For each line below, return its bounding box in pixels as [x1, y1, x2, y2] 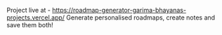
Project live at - [6, 6, 51, 14]
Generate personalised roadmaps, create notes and [65, 13, 216, 22]
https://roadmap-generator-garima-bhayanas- [51, 6, 187, 14]
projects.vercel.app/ [6, 13, 65, 22]
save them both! [6, 21, 53, 29]
